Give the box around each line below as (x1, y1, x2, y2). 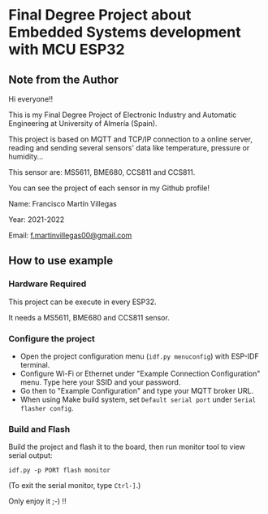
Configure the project (8, 333, 96, 344)
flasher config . (19, 403, 75, 412)
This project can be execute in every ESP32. (8, 297, 157, 307)
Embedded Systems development (8, 23, 241, 41)
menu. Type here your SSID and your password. (19, 377, 181, 387)
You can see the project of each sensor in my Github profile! (8, 183, 210, 193)
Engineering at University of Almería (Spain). (8, 119, 158, 128)
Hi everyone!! (8, 94, 54, 103)
